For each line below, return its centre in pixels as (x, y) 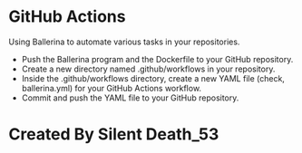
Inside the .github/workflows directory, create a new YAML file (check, (153, 78)
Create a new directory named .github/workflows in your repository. (148, 69)
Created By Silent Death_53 (114, 134)
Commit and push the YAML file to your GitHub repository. (130, 98)
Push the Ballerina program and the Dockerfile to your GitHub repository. (157, 59)
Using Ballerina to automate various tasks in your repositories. (124, 42)
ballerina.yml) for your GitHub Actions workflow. (111, 88)
